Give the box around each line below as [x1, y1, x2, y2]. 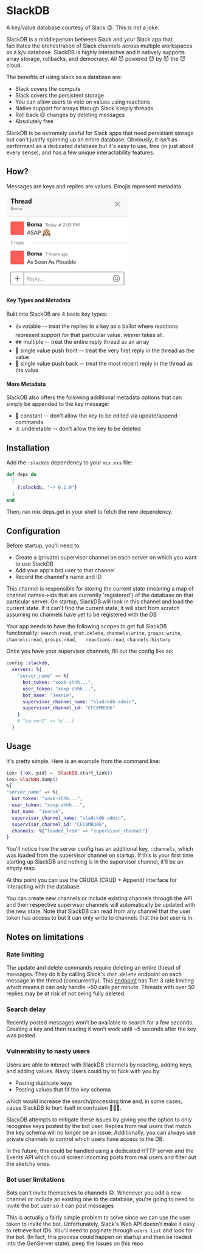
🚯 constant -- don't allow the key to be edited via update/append [15, 412, 177, 419]
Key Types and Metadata [6, 297, 71, 304]
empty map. [6, 865, 36, 872]
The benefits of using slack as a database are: [6, 73, 122, 80]
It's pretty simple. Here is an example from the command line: [6, 757, 160, 765]
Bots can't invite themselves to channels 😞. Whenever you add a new [6, 1189, 181, 1196]
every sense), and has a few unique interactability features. [6, 149, 155, 156]
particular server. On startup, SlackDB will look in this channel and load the [6, 598, 193, 605]
